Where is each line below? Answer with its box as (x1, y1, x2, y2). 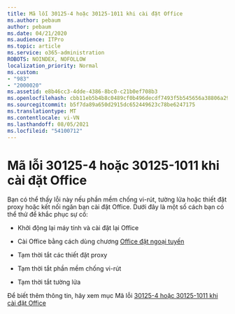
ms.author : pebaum (7, 17, 61, 24)
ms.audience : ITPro (7, 36, 64, 43)
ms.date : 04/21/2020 (7, 29, 68, 37)
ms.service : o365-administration (7, 50, 105, 57)
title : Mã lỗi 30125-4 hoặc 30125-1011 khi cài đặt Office (7, 10, 183, 17)
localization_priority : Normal (7, 62, 99, 69)
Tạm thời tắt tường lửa (17, 278, 81, 287)
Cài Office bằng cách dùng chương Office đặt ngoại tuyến (17, 237, 185, 245)
